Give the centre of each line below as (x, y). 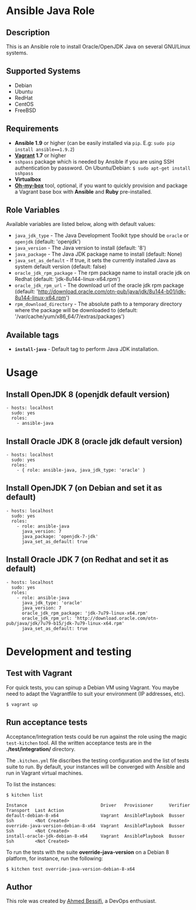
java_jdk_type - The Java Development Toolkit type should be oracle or (102, 235)
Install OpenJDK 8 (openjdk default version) (88, 394)
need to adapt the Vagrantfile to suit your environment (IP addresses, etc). (96, 694)
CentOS (24, 104)
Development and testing (69, 652)
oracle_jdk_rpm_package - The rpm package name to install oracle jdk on (102, 273)
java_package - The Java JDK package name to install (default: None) (98, 254)
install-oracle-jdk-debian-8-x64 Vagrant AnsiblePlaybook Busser (95, 836)
